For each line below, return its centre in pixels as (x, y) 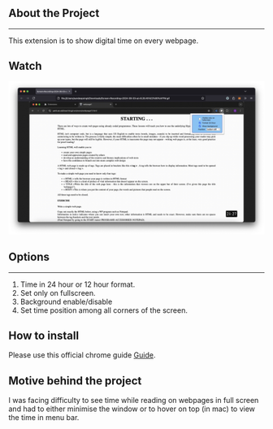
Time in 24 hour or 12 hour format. (78, 284)
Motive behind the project (75, 381)
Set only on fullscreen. (58, 292)
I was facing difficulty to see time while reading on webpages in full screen (134, 401)
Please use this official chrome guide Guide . (82, 355)
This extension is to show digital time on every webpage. (104, 41)
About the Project (54, 13)
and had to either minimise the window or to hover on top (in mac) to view (132, 409)
